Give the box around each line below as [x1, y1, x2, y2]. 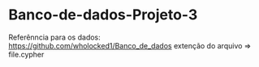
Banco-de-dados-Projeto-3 [8, 6, 198, 24]
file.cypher [8, 49, 45, 59]
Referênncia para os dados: [8, 32, 101, 42]
